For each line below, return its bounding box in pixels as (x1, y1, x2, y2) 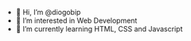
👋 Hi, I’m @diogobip (15, 8, 81, 17)
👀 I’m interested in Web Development (15, 16, 138, 25)
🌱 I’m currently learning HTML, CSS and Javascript (15, 24, 183, 33)
